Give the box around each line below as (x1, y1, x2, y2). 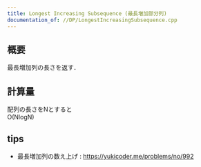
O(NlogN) (7, 113, 35, 121)
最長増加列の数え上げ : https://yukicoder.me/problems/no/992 (17, 152, 194, 160)
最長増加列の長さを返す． (7, 63, 80, 72)
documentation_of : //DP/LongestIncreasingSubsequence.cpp (7, 17, 178, 23)
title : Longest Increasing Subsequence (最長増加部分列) (7, 10, 167, 17)
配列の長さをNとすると (7, 105, 73, 114)
